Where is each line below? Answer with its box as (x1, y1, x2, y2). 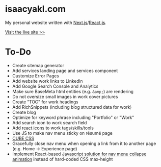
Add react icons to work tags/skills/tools (12, 125, 94, 131)
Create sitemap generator (12, 62, 65, 68)
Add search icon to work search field (12, 119, 87, 125)
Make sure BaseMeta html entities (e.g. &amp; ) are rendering (12, 88, 134, 94)
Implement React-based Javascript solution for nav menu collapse (12, 151, 147, 157)
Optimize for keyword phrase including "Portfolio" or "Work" (12, 114, 134, 120)
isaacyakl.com (5, 3, 66, 15)
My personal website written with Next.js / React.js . (5, 20, 107, 25)
